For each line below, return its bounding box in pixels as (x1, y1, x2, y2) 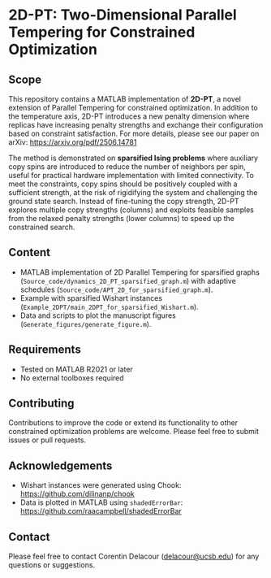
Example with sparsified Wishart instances (19, 293, 163, 302)
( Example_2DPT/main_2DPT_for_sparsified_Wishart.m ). (19, 302, 199, 311)
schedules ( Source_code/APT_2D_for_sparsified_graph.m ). (19, 285, 213, 294)
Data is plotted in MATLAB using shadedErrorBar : (19, 498, 183, 507)
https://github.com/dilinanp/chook (19, 489, 135, 499)
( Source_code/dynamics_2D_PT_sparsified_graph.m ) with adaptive (19, 276, 237, 285)
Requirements (8, 343, 81, 357)
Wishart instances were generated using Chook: (19, 480, 182, 490)
